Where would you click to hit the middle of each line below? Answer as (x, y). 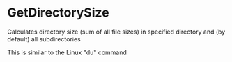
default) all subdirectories (44, 39)
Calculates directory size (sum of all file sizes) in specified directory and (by (116, 32)
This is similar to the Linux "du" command (67, 52)
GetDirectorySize (58, 13)
